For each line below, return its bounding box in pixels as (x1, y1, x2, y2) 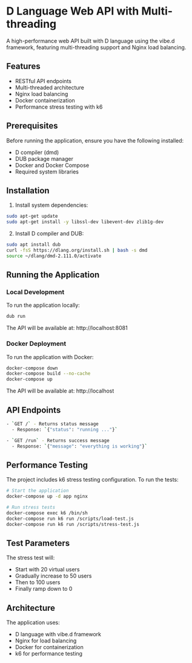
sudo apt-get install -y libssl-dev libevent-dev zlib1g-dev (6, 219, 164, 225)
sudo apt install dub (6, 241, 61, 248)
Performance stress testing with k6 (15, 103, 103, 110)
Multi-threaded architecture (15, 84, 85, 91)
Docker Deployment (6, 340, 67, 348)
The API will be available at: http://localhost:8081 (6, 325, 128, 332)
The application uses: (6, 619, 61, 626)
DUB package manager (15, 155, 74, 162)
